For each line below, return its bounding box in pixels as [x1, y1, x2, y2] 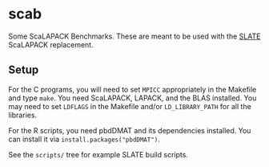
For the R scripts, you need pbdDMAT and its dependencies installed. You [8, 125, 251, 135]
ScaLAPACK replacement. [8, 39, 94, 49]
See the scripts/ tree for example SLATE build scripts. [8, 149, 188, 159]
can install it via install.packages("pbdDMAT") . [8, 134, 160, 144]
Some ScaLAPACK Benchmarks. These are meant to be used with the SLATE [8, 31, 261, 41]
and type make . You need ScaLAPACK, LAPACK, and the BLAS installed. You [8, 93, 257, 103]
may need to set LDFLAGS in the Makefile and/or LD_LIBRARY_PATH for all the [8, 101, 252, 111]
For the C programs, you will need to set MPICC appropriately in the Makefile [8, 84, 257, 94]
